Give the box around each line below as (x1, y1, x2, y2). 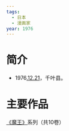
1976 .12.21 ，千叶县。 (14, 75, 67, 82)
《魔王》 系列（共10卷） (6, 118, 65, 126)
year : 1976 (6, 25, 34, 32)
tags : (6, 8, 20, 15)
